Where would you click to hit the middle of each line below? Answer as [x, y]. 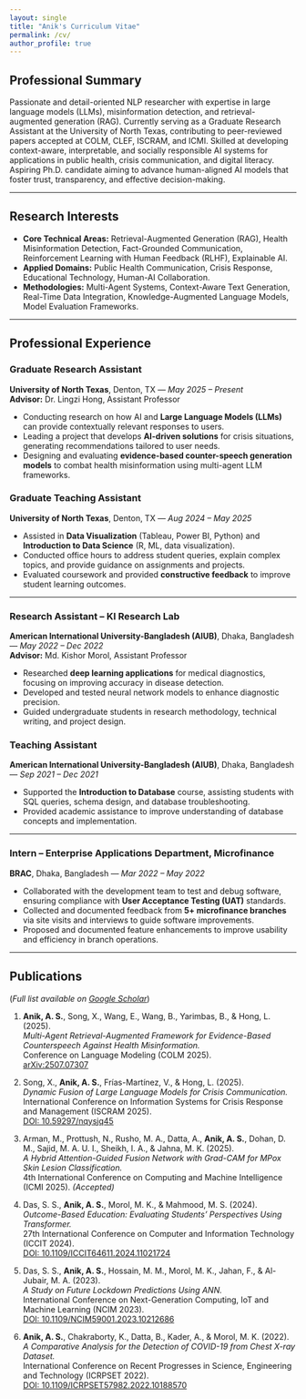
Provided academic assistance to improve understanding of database [153, 812]
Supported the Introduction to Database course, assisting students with [158, 792]
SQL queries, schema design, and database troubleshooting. [136, 802]
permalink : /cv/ [40, 35]
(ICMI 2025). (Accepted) [69, 1187]
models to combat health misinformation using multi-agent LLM [142, 465]
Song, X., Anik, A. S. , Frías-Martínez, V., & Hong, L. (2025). [133, 1082]
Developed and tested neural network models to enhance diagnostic [151, 692]
